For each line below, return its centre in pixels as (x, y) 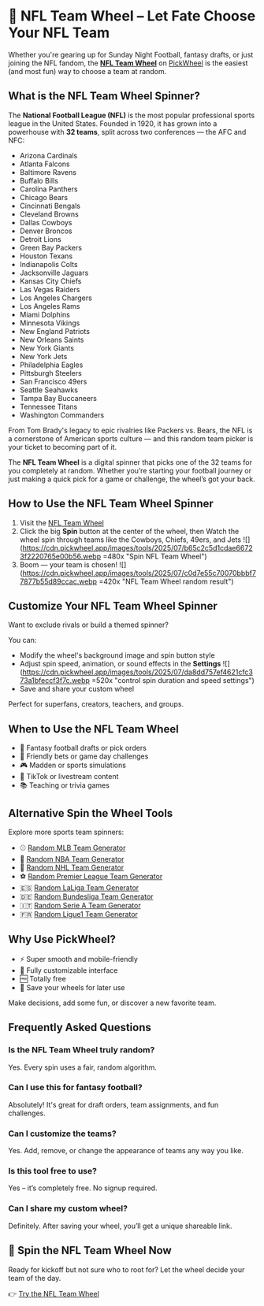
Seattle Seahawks (49, 390)
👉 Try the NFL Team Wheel (54, 1293)
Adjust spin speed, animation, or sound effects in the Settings (120, 664)
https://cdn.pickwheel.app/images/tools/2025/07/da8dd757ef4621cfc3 (138, 672)
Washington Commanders (62, 415)
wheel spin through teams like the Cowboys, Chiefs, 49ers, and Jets (130, 540)
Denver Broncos (46, 231)
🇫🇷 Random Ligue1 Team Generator (78, 914)
